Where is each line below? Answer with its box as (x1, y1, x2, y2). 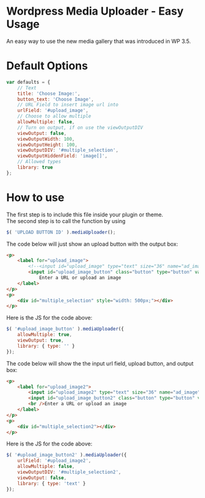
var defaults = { (6, 79, 51, 85)
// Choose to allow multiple (17, 113, 92, 120)
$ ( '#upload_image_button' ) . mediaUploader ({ (6, 326, 124, 332)
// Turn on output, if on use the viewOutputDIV (17, 124, 143, 131)
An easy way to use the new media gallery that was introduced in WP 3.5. (6, 37, 191, 45)
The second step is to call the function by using (6, 217, 126, 224)
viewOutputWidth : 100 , (17, 136, 75, 142)
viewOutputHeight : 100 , (17, 142, 78, 148)
